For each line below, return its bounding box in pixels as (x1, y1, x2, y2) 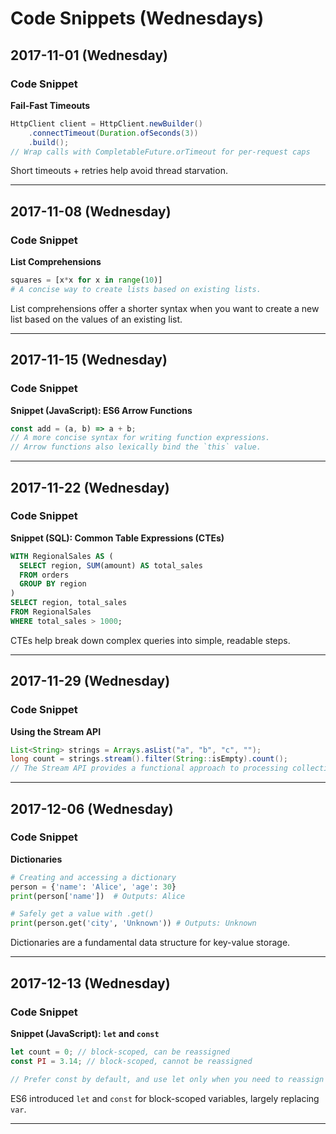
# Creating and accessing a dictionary (10, 872, 177, 882)
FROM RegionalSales (10, 607, 92, 617)
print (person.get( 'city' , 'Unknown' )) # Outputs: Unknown (10, 918, 257, 929)
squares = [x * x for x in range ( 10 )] (10, 275, 163, 286)
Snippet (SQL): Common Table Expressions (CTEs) (10, 532, 225, 544)
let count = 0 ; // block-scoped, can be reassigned (10, 1047, 230, 1057)
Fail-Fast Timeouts (10, 99, 91, 111)
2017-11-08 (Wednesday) (10, 203, 172, 220)
